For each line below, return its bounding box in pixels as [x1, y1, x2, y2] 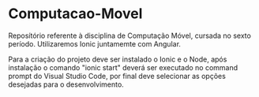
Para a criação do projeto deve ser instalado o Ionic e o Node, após [8, 54, 227, 64]
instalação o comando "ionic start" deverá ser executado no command [8, 62, 238, 72]
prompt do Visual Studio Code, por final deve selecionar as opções [8, 71, 227, 80]
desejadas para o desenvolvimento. [8, 80, 124, 89]
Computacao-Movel [8, 5, 143, 23]
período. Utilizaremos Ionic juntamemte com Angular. [8, 39, 182, 48]
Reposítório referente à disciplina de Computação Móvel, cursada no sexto [8, 31, 251, 40]
